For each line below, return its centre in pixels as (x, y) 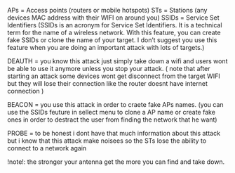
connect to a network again (47, 148)
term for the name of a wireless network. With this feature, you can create (114, 32)
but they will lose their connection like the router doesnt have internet (108, 83)
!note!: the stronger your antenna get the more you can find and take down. (116, 162)
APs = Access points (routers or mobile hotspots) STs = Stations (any (107, 10)
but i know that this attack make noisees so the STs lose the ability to (107, 141)
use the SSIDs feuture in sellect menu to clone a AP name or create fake (112, 112)
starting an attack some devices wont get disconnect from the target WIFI (114, 76)
